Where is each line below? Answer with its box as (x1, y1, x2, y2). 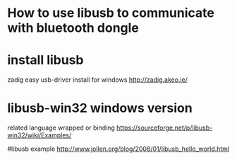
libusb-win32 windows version (7, 100, 193, 116)
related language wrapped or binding (7, 123, 115, 132)
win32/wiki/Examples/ (7, 131, 72, 140)
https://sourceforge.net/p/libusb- (116, 123, 213, 132)
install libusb (7, 52, 84, 68)
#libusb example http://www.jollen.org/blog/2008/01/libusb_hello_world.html (7, 144, 230, 153)
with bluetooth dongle (7, 20, 140, 36)
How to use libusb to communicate (7, 5, 215, 21)
